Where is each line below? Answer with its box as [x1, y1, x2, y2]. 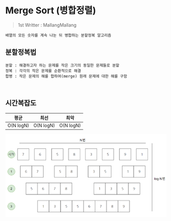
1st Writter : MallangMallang [17, 21, 77, 28]
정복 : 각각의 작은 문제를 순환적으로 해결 [5, 68, 81, 73]
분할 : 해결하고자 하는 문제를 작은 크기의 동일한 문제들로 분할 [5, 62, 120, 68]
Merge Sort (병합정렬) [5, 5, 96, 16]
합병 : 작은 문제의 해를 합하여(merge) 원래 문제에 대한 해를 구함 [5, 74, 127, 79]
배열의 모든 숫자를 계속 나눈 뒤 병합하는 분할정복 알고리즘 [5, 33, 112, 38]
